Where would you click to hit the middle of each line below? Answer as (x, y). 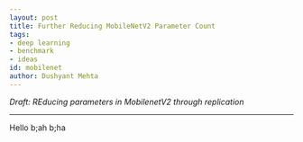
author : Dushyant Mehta (54, 76)
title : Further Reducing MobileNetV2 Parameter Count (113, 26)
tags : (19, 34)
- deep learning (40, 43)
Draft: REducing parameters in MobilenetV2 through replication (127, 102)
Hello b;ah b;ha (37, 128)
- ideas (24, 59)
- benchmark (32, 51)
